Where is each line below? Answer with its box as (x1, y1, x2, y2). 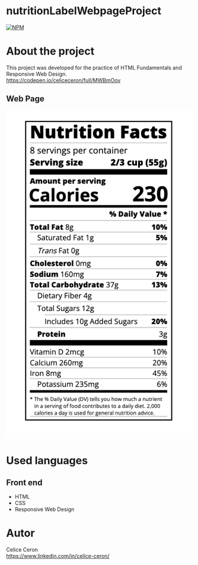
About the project (6, 44, 95, 58)
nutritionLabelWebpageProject (6, 4, 162, 18)
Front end (6, 477, 43, 487)
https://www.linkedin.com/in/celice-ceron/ (6, 552, 110, 559)
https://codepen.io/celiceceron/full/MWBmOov (6, 76, 121, 84)
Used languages (6, 454, 88, 467)
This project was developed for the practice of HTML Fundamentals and (6, 64, 182, 71)
